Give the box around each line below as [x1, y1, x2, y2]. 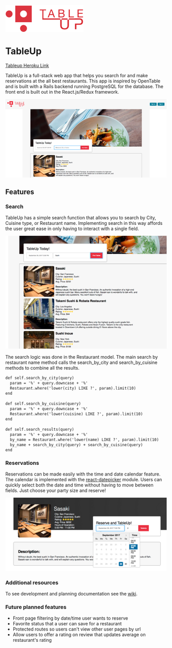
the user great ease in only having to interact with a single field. [5, 225, 139, 232]
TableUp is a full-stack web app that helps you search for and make [5, 72, 148, 78]
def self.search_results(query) [5, 427, 74, 432]
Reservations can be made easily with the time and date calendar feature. [5, 471, 161, 477]
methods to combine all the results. [5, 365, 80, 371]
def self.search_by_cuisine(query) [5, 401, 81, 407]
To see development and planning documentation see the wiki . [5, 591, 138, 597]
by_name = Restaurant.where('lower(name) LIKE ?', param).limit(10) [10, 437, 159, 443]
